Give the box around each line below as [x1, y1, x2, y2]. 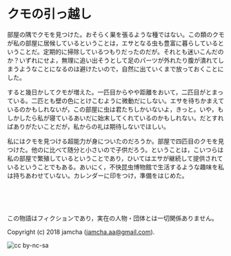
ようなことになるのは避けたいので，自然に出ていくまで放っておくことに [19, 65, 224, 73]
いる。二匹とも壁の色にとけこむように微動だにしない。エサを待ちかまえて [12, 96, 225, 105]
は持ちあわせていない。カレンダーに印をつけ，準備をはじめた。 [7, 171, 188, 180]
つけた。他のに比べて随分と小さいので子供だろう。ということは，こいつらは [7, 145, 224, 153]
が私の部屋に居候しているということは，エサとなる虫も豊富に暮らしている [7, 39, 219, 47]
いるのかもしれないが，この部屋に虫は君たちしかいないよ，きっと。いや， [7, 105, 218, 114]
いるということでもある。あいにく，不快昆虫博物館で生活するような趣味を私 [7, 162, 224, 171]
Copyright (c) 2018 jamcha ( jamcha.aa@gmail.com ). [7, 228, 155, 236]
